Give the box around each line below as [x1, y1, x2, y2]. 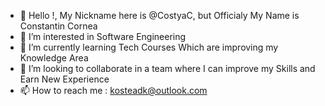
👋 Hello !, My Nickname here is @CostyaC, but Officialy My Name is [19, 10, 300, 21]
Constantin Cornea [19, 20, 98, 32]
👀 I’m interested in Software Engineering [19, 31, 187, 42]
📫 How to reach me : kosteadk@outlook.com [19, 85, 208, 96]
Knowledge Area [19, 52, 89, 64]
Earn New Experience [19, 73, 110, 85]
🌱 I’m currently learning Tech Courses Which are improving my [19, 41, 279, 53]
